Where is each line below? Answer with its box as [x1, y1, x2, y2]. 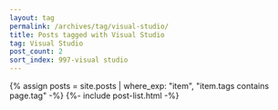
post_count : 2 [9, 47, 64, 56]
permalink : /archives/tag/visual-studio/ [9, 22, 170, 31]
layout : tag [9, 13, 55, 23]
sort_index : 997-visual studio [9, 55, 129, 65]
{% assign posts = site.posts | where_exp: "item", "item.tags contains [9, 81, 270, 91]
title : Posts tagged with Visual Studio [9, 30, 166, 39]
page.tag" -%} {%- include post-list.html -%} [9, 90, 180, 101]
